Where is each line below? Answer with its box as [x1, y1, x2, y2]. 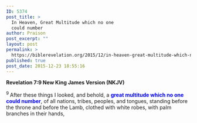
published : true [6, 57, 46, 63]
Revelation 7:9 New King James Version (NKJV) [6, 79, 125, 86]
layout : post [6, 42, 38, 47]
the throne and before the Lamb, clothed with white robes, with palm [6, 104, 172, 111]
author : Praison [6, 30, 46, 36]
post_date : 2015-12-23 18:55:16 [6, 63, 85, 69]
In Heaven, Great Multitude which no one [11, 19, 114, 25]
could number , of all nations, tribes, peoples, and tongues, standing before [6, 98, 188, 105]
